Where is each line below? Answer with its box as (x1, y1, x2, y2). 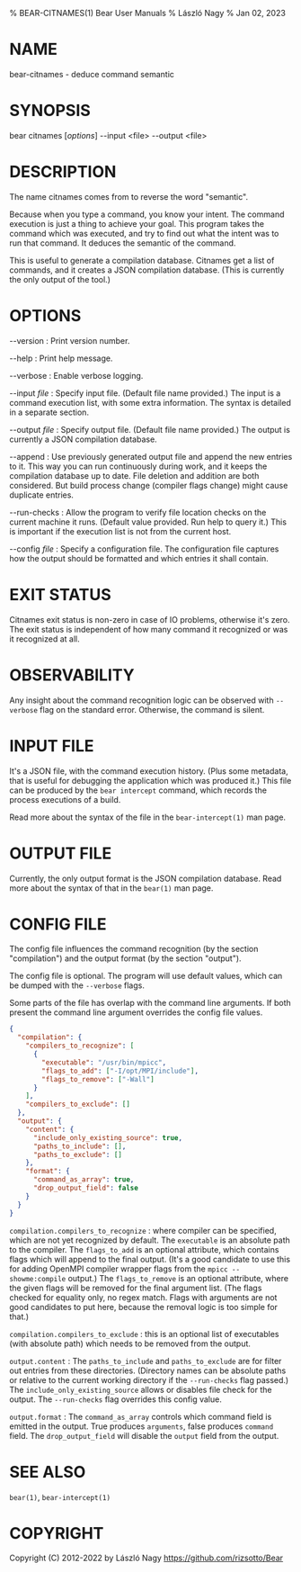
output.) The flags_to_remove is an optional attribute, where (67, 1272, 289, 1283)
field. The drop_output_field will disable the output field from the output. (9, 1430, 279, 1441)
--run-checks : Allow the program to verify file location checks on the (9, 507, 267, 517)
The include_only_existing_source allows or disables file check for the (9, 1384, 272, 1395)
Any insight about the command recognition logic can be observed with (9, 695, 274, 705)
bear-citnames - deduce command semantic (9, 68, 175, 79)
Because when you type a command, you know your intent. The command (9, 209, 285, 220)
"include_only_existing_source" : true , (32, 1133, 182, 1142)
